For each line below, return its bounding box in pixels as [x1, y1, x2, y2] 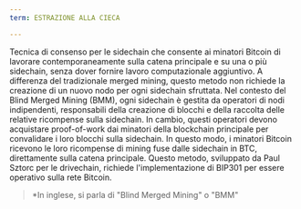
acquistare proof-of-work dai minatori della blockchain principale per [9, 124, 269, 134]
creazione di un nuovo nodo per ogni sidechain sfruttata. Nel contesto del [9, 85, 286, 95]
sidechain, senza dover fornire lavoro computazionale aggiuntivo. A [9, 65, 263, 76]
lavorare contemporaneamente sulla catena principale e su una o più [9, 55, 267, 66]
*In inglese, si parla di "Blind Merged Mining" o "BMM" [31, 189, 239, 200]
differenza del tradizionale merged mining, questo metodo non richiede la [9, 75, 285, 86]
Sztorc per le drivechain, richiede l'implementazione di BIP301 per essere [9, 162, 285, 173]
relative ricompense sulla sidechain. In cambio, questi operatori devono [9, 114, 278, 124]
